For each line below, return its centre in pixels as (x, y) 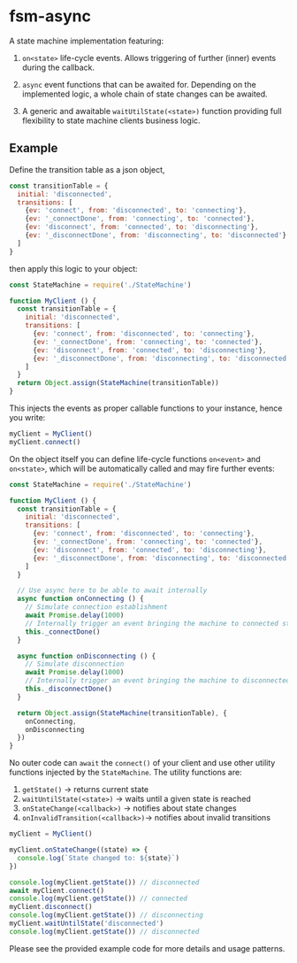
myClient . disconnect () (51, 907)
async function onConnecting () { (80, 599)
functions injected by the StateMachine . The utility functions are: (126, 773)
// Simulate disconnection (75, 664)
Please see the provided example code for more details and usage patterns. (147, 948)
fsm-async (50, 16)
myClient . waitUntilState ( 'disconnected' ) (87, 923)
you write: (27, 417)
